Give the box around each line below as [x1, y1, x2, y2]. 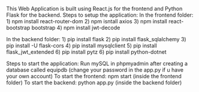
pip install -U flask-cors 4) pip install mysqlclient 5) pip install [6, 42, 157, 49]
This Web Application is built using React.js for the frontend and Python [6, 5, 183, 12]
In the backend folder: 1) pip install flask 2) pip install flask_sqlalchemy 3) [6, 36, 187, 42]
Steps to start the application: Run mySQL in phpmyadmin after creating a [6, 60, 188, 67]
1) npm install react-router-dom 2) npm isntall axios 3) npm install [6, 18, 168, 24]
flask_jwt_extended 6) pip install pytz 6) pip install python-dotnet [6, 48, 167, 56]
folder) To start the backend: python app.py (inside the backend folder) [6, 79, 182, 86]
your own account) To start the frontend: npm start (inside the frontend [6, 73, 182, 79]
